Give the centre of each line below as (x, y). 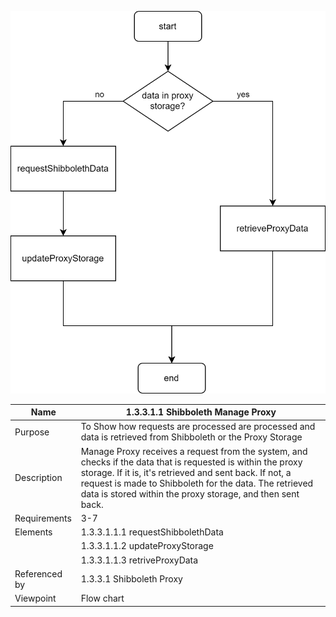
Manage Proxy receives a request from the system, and (194, 451)
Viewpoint (35, 598)
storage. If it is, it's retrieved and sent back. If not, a (186, 472)
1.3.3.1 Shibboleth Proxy (131, 579)
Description (38, 478)
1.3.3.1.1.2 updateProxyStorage (147, 546)
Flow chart (102, 598)
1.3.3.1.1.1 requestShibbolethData (152, 532)
